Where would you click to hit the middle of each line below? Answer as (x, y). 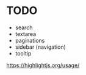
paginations (30, 40)
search (24, 27)
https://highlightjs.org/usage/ (43, 65)
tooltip (23, 53)
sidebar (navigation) (40, 47)
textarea (26, 34)
